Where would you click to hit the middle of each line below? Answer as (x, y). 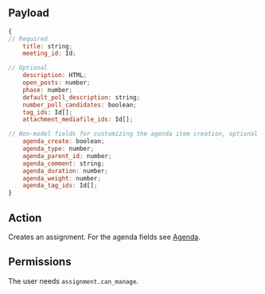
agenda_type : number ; (58, 149)
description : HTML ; (55, 75)
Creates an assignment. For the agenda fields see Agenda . (104, 237)
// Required (28, 39)
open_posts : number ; (57, 83)
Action (25, 218)
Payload (29, 13)
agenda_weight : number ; (62, 178)
